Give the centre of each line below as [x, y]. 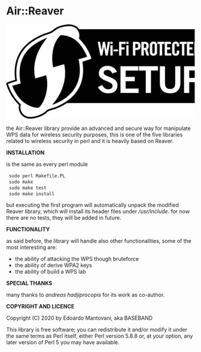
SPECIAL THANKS [29, 283]
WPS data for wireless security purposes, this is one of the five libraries [95, 134]
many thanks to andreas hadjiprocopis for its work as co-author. [86, 295]
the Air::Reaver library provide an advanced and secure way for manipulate [99, 128]
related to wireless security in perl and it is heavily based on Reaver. [90, 141]
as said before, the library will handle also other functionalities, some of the [99, 241]
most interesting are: [32, 247]
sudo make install [32, 194]
